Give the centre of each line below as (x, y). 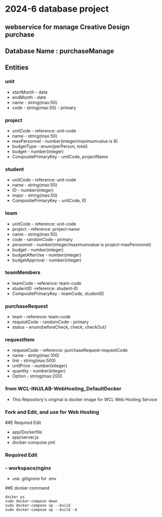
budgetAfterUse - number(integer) (47, 255)
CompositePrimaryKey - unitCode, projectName (60, 156)
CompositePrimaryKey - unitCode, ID (49, 201)
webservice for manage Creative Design (67, 27)
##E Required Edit (23, 423)
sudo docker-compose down (31, 501)
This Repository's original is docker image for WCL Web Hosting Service (85, 399)
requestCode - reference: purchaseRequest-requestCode (70, 350)
